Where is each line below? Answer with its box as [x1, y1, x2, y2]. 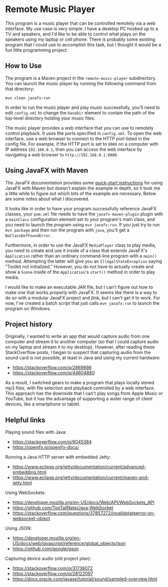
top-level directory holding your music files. [5, 115, 95, 121]
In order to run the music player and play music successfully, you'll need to [5, 104, 160, 110]
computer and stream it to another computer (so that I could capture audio [5, 339, 159, 345]
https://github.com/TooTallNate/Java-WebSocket [12, 505, 114, 511]
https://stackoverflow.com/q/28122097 [12, 571, 93, 577]
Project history [5, 320, 53, 328]
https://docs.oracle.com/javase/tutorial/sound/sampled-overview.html [12, 576, 157, 582]
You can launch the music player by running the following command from [5, 80, 156, 86]
